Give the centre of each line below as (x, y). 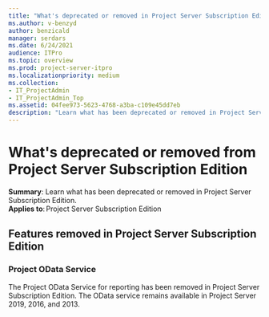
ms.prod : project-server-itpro (60, 68)
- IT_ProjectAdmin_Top (46, 98)
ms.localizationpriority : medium (64, 75)
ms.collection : (34, 83)
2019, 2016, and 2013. (44, 304)
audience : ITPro (35, 53)
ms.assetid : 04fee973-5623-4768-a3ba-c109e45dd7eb (94, 105)
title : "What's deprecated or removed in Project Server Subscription (128, 16)
